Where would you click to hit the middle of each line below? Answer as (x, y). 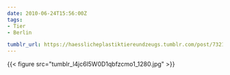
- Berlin (20, 32)
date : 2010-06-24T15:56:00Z (47, 13)
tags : (15, 20)
